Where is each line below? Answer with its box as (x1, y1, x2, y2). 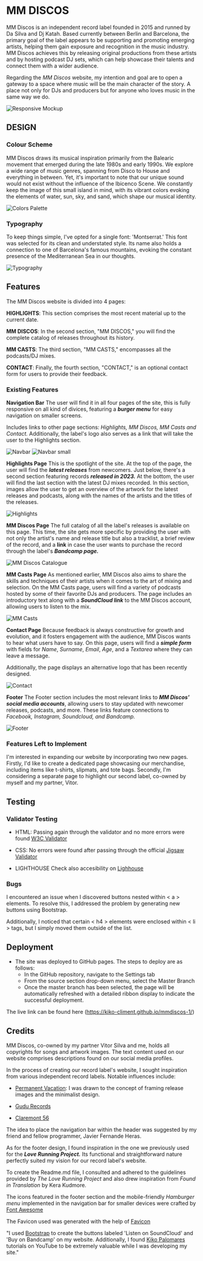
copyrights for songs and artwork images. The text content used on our (6, 1048, 184, 1055)
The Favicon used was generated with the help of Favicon (6, 1217, 151, 1225)
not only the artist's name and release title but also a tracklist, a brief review (6, 535, 195, 542)
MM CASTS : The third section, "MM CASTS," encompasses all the (6, 346, 171, 353)
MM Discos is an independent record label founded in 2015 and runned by (6, 24, 191, 31)
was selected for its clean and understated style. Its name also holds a (6, 239, 182, 247)
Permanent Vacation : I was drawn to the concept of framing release (14, 1084, 184, 1091)
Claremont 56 (14, 1114, 50, 1121)
